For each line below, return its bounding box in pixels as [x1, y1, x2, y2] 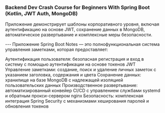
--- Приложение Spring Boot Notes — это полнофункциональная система [5, 41, 160, 47]
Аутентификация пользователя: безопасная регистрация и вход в [5, 56, 144, 62]
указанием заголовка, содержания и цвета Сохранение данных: [5, 72, 142, 78]
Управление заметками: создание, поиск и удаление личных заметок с [5, 67, 157, 73]
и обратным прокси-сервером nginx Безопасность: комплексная [5, 93, 144, 99]
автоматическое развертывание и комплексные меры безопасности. [5, 32, 152, 38]
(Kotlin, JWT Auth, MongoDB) [5, 10, 78, 17]
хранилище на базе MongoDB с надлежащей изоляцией [5, 77, 124, 83]
